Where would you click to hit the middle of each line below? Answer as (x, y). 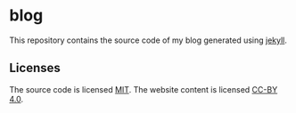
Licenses (35, 68)
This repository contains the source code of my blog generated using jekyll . (148, 40)
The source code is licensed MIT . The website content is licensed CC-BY (144, 89)
